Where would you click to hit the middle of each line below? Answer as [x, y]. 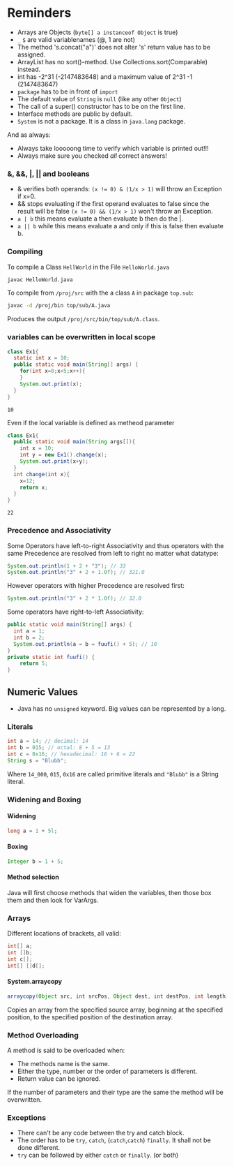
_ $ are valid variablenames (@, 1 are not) [76, 39]
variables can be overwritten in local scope [81, 337]
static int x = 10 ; [42, 358]
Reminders [39, 13]
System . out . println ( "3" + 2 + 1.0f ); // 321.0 [76, 573]
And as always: [29, 135]
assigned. [31, 54]
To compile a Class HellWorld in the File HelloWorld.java [88, 267]
